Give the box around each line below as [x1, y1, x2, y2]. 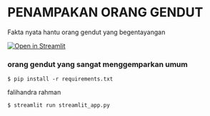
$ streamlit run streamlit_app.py [7, 102, 111, 109]
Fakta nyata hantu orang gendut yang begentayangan [7, 28, 166, 36]
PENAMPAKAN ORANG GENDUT [7, 4, 204, 21]
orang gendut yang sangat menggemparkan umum [7, 59, 188, 69]
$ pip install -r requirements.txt [7, 75, 114, 83]
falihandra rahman [7, 88, 61, 97]
